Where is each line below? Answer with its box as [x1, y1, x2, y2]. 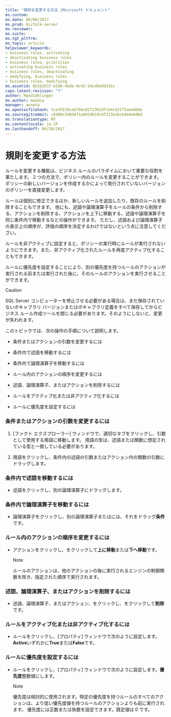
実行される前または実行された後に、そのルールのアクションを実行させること [5, 270, 166, 276]
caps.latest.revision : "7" [5, 88, 63, 94]
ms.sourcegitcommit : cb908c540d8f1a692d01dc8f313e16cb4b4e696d [5, 112, 143, 118]
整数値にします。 [21, 673, 58, 679]
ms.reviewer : [5, 27, 33, 32]
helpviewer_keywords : [5, 45, 52, 51]
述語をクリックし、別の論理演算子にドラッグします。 [12, 487, 125, 493]
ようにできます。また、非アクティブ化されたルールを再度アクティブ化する [5, 247, 161, 253]
